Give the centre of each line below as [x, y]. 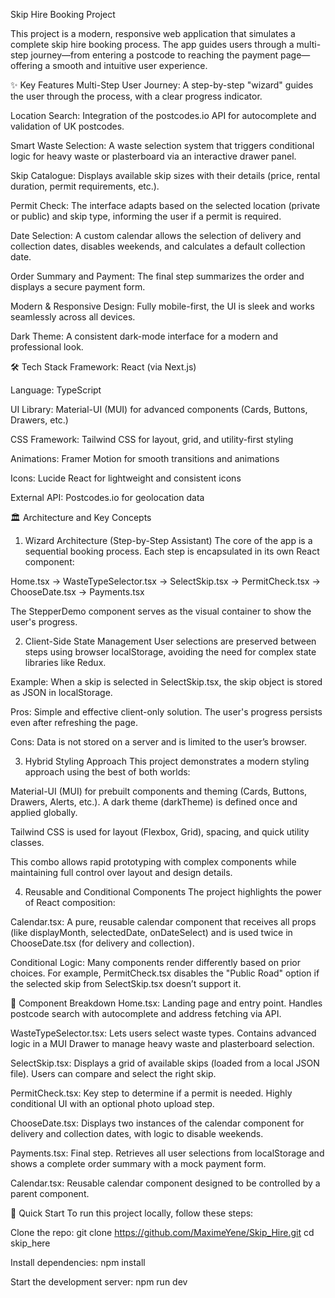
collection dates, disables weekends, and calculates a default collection [158, 246]
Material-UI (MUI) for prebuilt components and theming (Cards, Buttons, [159, 791]
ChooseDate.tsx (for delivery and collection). [102, 943]
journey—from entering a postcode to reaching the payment [154, 55]
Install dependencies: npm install [78, 1262]
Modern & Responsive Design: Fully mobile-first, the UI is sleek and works [162, 306]
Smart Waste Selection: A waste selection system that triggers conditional [162, 145]
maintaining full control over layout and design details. [121, 872]
